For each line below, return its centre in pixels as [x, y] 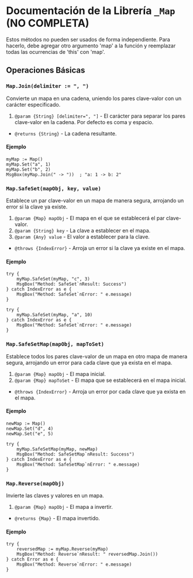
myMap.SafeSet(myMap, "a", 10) [55, 315]
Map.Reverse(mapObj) [35, 483]
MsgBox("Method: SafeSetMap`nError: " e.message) [78, 464]
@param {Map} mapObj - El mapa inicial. [60, 374]
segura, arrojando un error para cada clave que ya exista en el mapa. [89, 362]
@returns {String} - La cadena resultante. [66, 134]
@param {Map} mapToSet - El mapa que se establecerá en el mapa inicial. [100, 380]
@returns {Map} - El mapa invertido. [57, 518]
